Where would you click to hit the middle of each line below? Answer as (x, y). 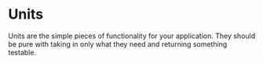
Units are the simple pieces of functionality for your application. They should (132, 36)
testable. (22, 52)
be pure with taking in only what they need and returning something (118, 44)
